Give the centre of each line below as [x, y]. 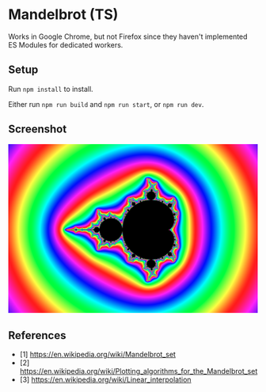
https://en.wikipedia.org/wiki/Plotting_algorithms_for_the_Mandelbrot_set [139, 371]
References [37, 335]
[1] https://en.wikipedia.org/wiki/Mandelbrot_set [98, 354]
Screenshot [38, 129]
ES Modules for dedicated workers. [66, 44]
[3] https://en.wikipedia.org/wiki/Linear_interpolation [105, 379]
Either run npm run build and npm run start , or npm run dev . [106, 104]
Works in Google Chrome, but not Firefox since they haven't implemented [128, 36]
